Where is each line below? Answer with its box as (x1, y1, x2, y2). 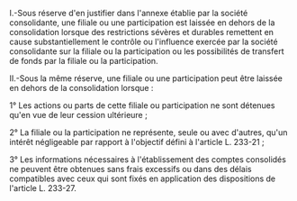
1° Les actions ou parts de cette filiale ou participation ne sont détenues (9, 100, 275, 111)
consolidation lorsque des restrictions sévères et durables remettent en (9, 27, 274, 37)
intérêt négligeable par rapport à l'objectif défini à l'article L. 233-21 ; (9, 137, 265, 147)
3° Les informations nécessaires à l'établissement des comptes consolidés (9, 154, 286, 165)
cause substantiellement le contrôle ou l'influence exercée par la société (9, 36, 278, 47)
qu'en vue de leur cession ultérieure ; (9, 110, 148, 120)
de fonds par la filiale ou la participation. (9, 56, 159, 66)
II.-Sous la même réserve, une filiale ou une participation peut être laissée (9, 73, 283, 84)
